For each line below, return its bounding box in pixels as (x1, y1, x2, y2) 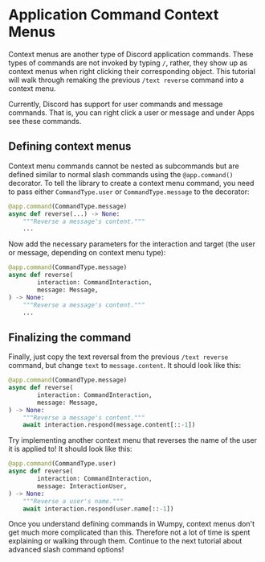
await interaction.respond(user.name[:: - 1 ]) (22, 505, 174, 513)
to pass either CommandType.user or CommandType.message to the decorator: (8, 187, 251, 196)
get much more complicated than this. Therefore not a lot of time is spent (8, 527, 251, 537)
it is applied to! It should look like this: (8, 444, 132, 454)
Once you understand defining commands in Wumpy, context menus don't (8, 519, 255, 529)
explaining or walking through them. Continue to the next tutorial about (8, 536, 243, 546)
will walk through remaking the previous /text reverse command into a (8, 75, 245, 85)
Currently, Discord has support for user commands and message (8, 99, 223, 109)
